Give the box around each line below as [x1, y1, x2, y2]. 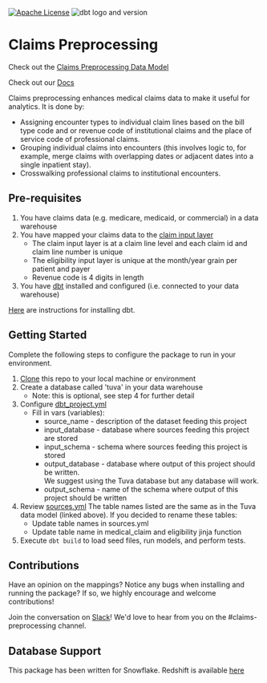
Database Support [8, 644, 102, 657]
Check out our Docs [8, 77, 75, 87]
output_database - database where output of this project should [43, 459, 255, 468]
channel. [57, 621, 87, 631]
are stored [43, 433, 79, 443]
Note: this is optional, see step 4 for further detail [31, 390, 195, 400]
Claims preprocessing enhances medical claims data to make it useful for [8, 93, 250, 103]
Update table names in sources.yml [31, 518, 149, 528]
